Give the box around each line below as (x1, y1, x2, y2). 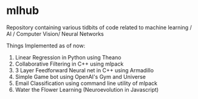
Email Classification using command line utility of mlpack (15, 80, 158, 87)
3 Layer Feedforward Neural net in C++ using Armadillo (15, 66, 154, 73)
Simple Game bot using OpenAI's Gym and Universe (15, 73, 146, 80)
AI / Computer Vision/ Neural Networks (6, 30, 104, 37)
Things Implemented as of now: (6, 42, 86, 49)
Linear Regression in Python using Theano (15, 53, 121, 61)
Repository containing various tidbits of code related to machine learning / (6, 24, 193, 31)
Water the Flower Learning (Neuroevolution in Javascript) (15, 86, 159, 93)
